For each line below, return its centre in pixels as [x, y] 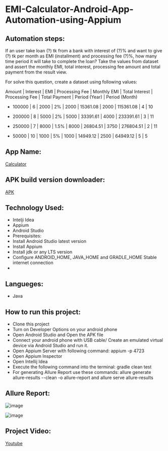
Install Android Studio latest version [49, 241]
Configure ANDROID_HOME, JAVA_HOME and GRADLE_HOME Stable [85, 257]
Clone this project [31, 324]
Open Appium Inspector [37, 356]
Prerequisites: [27, 236]
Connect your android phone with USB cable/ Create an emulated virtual [88, 340]
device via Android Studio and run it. [50, 346]
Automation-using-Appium [63, 20]
